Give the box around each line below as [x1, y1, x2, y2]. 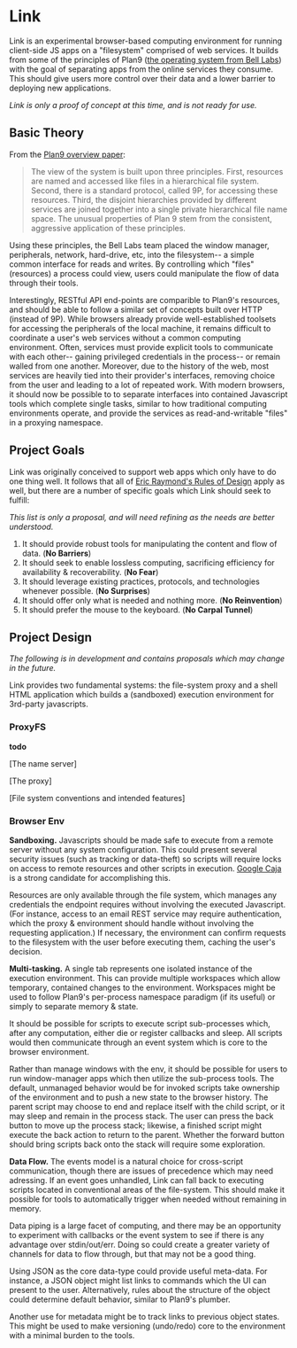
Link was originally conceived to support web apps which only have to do [9, 466, 277, 477]
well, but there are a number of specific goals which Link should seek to [9, 485, 271, 495]
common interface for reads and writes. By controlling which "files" [9, 259, 255, 269]
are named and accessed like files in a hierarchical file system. [30, 175, 259, 186]
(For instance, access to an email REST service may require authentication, [9, 908, 283, 919]
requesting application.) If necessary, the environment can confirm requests [9, 927, 286, 938]
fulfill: [9, 495, 30, 505]
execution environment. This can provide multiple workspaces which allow [9, 972, 281, 983]
